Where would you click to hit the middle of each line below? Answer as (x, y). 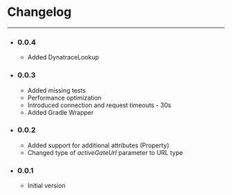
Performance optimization (65, 98)
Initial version (46, 186)
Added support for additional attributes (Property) (98, 145)
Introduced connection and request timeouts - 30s (99, 105)
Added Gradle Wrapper (60, 112)
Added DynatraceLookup (63, 57)
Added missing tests (57, 90)
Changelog (39, 12)
